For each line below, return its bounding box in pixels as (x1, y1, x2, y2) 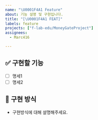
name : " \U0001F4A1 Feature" (5, 7, 63, 12)
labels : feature (5, 21, 38, 26)
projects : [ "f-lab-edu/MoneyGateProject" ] (5, 26, 94, 31)
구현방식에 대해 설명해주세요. (12, 109, 68, 115)
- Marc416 (9, 35, 30, 40)
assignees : (5, 30, 28, 35)
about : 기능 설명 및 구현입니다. (5, 12, 64, 17)
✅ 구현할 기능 (5, 59, 44, 67)
